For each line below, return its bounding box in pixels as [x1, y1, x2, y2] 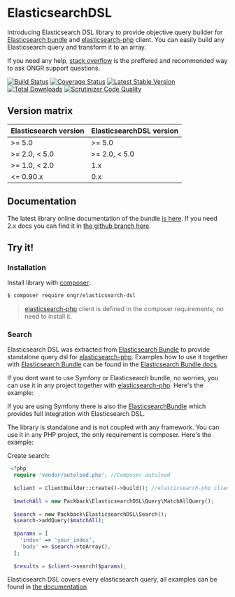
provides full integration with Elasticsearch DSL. [7, 410, 145, 418]
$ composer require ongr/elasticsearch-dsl [7, 292, 136, 299]
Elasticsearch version [10, 126, 85, 136]
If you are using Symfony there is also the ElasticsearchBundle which [7, 402, 206, 410]
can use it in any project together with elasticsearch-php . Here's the [7, 381, 204, 389]
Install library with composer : [7, 278, 91, 287]
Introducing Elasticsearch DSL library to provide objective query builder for [7, 28, 223, 36]
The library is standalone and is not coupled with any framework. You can [7, 423, 220, 431]
